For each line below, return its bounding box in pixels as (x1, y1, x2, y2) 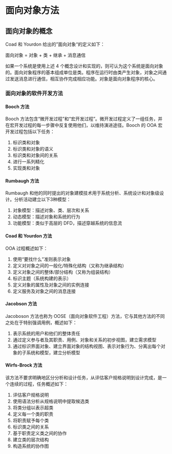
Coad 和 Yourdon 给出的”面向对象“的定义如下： (5, 41, 105, 47)
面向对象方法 (5, 5, 60, 16)
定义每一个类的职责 (12, 410, 54, 417)
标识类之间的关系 (12, 423, 49, 430)
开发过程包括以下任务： (5, 128, 55, 135)
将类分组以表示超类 (12, 404, 54, 410)
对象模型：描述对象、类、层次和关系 (12, 207, 90, 213)
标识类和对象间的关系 (12, 152, 58, 159)
